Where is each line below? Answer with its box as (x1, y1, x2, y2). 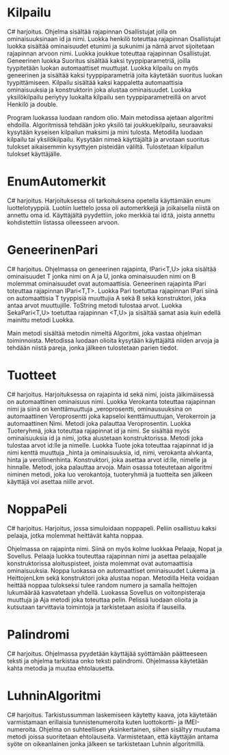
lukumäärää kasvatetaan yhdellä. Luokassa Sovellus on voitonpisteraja (7, 588, 206, 596)
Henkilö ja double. (7, 100, 58, 108)
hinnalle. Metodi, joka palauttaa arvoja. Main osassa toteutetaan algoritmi (7, 463, 213, 471)
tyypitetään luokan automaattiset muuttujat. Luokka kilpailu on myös (7, 64, 199, 72)
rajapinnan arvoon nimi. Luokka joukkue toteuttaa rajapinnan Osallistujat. (7, 49, 212, 57)
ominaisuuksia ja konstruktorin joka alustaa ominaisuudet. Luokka (7, 86, 192, 94)
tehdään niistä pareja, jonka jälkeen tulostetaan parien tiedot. (7, 344, 179, 352)
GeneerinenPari (7, 242, 98, 258)
